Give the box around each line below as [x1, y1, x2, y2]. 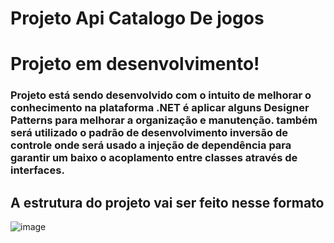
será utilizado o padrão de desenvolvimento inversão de [10, 126, 288, 140]
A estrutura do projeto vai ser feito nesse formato [10, 194, 325, 211]
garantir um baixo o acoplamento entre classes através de [10, 151, 298, 165]
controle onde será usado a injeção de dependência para [10, 138, 292, 152]
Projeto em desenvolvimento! [10, 53, 260, 76]
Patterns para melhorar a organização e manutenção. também [10, 113, 318, 127]
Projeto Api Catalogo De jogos [10, 7, 265, 30]
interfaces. [10, 163, 65, 177]
